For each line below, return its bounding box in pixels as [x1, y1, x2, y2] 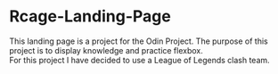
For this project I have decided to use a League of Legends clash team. [9, 54, 270, 65]
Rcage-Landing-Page [9, 6, 171, 27]
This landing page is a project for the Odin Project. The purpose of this [9, 36, 269, 46]
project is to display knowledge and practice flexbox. [9, 45, 203, 55]
